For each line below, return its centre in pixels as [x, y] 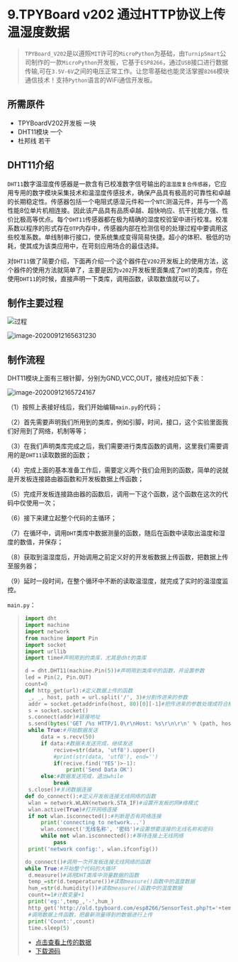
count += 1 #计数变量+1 [56, 895]
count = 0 [36, 684]
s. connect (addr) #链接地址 [64, 717]
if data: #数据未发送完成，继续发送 [87, 743]
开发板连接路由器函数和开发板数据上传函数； [78, 479]
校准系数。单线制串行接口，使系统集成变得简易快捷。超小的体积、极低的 [119, 237]
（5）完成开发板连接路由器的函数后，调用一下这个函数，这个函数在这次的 [115, 494]
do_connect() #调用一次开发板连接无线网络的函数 [87, 862]
